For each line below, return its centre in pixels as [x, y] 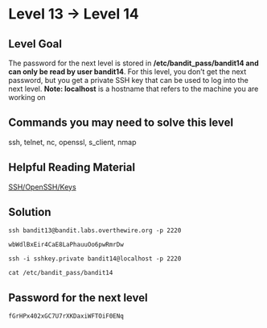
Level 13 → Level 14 [74, 14]
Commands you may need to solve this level [121, 123]
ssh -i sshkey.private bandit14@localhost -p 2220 [95, 259]
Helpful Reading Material [72, 167]
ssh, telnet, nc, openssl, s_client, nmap [72, 142]
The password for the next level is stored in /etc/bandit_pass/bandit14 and [133, 63]
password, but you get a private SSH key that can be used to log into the [129, 80]
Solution [30, 212]
